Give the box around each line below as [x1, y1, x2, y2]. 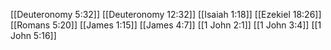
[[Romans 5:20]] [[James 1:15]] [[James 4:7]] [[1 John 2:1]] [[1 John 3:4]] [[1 [10, 19, 322, 31]
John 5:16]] [10, 30, 57, 41]
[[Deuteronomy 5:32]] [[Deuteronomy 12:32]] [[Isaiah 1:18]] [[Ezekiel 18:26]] [10, 9, 322, 20]
